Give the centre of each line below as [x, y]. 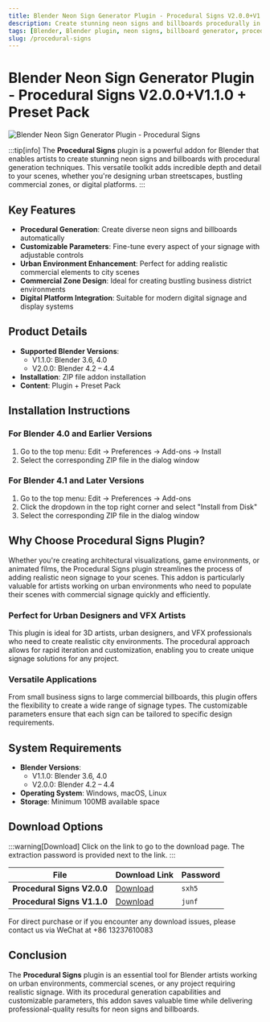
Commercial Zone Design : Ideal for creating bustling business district [135, 280]
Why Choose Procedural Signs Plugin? [107, 541]
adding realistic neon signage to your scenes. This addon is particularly [127, 577]
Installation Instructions [70, 411]
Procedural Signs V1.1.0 [60, 901]
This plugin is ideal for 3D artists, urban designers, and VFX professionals [130, 633]
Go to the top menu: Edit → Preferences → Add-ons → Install [121, 451]
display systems [47, 306]
